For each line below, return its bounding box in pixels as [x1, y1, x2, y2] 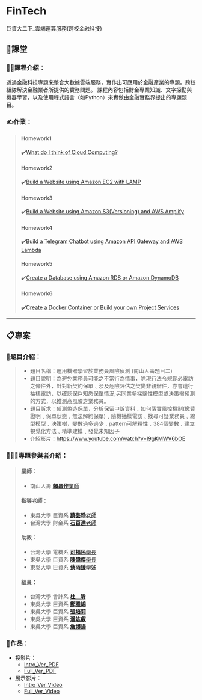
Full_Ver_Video [23, 687, 60, 695]
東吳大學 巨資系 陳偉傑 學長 [29, 556, 97, 563]
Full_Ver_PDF [23, 668, 57, 675]
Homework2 [20, 164, 53, 172]
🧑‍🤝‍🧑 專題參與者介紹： [6, 452, 68, 460]
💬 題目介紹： [6, 353, 41, 361]
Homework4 [20, 224, 53, 231]
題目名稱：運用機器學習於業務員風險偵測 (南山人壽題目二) [29, 367, 173, 375]
